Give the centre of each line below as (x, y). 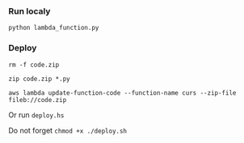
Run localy (29, 11)
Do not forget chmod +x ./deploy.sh (68, 130)
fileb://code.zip (38, 100)
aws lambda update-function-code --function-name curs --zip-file (122, 93)
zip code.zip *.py (39, 79)
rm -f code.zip (34, 65)
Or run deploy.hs (36, 115)
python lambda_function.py (54, 28)
